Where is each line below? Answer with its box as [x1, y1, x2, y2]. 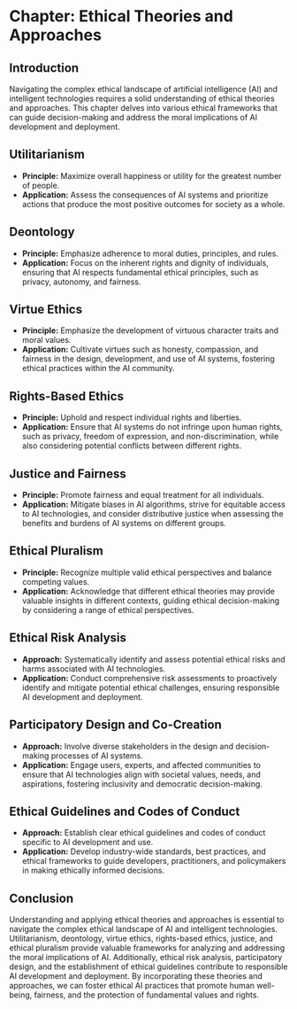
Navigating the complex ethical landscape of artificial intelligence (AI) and [9, 84, 278, 94]
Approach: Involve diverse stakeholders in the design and [21, 741, 234, 751]
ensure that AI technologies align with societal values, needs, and [21, 769, 261, 780]
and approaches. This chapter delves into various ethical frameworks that [9, 103, 278, 113]
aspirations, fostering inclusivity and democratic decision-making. [21, 778, 263, 789]
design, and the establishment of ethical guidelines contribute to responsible [9, 961, 288, 972]
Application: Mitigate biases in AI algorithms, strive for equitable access [21, 499, 286, 510]
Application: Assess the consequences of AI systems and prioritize [21, 189, 269, 200]
